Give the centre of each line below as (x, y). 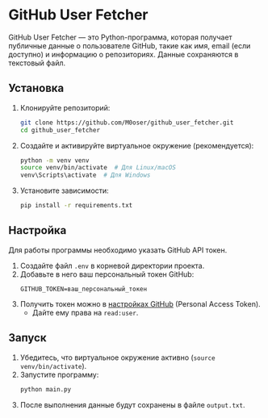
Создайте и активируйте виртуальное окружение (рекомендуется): (137, 145)
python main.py (46, 389)
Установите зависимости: (64, 190)
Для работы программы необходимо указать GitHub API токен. (118, 250)
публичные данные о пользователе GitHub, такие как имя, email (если (130, 45)
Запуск (27, 338)
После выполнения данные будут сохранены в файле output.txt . (132, 404)
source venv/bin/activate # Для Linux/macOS (98, 168)
